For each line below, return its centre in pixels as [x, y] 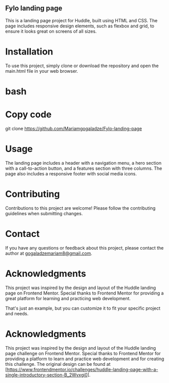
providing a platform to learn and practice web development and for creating [85, 359]
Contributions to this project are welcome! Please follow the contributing [80, 208]
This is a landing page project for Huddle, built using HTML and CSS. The [81, 20]
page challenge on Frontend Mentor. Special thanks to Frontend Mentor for [83, 353]
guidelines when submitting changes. [44, 213]
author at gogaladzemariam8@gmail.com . [49, 253]
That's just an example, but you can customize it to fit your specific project [83, 308]
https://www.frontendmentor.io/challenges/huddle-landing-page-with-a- [82, 369]
